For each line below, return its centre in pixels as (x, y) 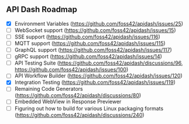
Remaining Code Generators (49, 89)
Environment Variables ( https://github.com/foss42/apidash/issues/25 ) (99, 23)
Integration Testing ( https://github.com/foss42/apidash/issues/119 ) (95, 82)
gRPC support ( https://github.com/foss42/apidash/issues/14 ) (88, 56)
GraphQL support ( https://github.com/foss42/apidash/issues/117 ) (93, 50)
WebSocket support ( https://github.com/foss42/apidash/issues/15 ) (95, 30)
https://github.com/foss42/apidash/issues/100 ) (71, 70)
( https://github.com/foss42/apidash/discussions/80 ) (78, 95)
